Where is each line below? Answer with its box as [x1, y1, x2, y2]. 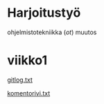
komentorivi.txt [7, 89, 51, 97]
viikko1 [7, 52, 48, 68]
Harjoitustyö [7, 5, 81, 21]
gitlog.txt [7, 75, 33, 84]
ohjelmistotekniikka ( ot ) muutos [7, 28, 97, 36]
